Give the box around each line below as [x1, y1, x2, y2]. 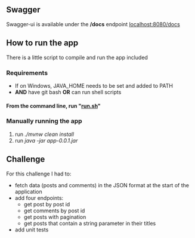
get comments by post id [23, 207, 85, 214]
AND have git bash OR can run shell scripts [14, 88, 122, 95]
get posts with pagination [23, 213, 86, 220]
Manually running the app [6, 117, 82, 125]
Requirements [6, 69, 48, 77]
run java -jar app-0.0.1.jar [14, 137, 78, 144]
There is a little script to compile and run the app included [6, 54, 148, 61]
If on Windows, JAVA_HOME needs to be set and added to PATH [14, 82, 173, 89]
